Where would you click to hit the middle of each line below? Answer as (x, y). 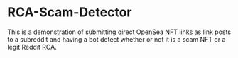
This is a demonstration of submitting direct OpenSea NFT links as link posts (119, 32)
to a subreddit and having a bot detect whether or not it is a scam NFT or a (117, 39)
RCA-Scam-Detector (70, 12)
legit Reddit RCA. (32, 47)
